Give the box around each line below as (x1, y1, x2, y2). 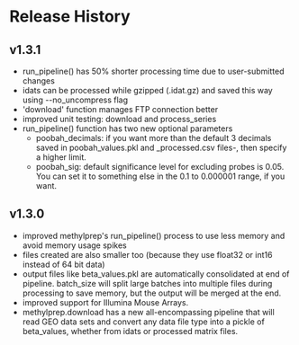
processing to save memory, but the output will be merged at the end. (22, 287, 282, 298)
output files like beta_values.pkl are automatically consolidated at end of (22, 268, 290, 279)
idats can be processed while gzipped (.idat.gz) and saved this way (22, 85, 273, 95)
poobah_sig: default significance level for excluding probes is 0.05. (35, 162, 285, 172)
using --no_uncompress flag (22, 94, 129, 105)
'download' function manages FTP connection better (22, 104, 219, 114)
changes (22, 75, 56, 86)
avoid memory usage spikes (22, 240, 128, 251)
